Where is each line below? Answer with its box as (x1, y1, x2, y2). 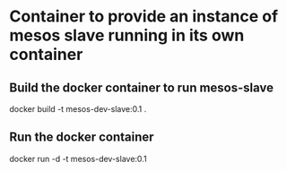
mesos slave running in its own (9, 25, 245, 46)
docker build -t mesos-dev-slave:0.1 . (9, 104, 147, 114)
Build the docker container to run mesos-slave (9, 80, 274, 95)
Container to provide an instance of (9, 6, 279, 27)
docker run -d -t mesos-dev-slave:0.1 (9, 153, 147, 164)
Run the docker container (9, 130, 154, 145)
